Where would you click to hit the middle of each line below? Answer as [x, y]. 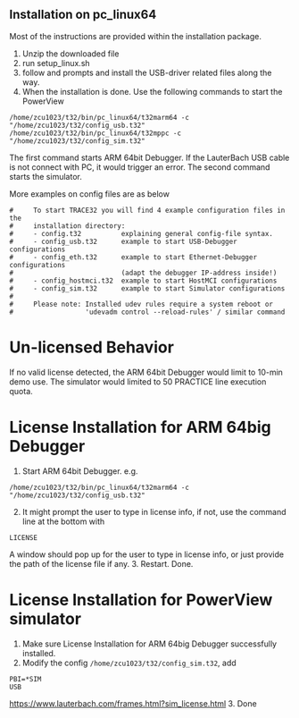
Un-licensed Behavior [91, 347]
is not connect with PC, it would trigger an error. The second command [140, 167]
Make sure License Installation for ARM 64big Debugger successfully [149, 644]
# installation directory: [67, 226]
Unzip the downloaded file [71, 54]
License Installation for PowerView [141, 600]
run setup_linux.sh [56, 63]
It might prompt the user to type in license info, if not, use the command [154, 511]
